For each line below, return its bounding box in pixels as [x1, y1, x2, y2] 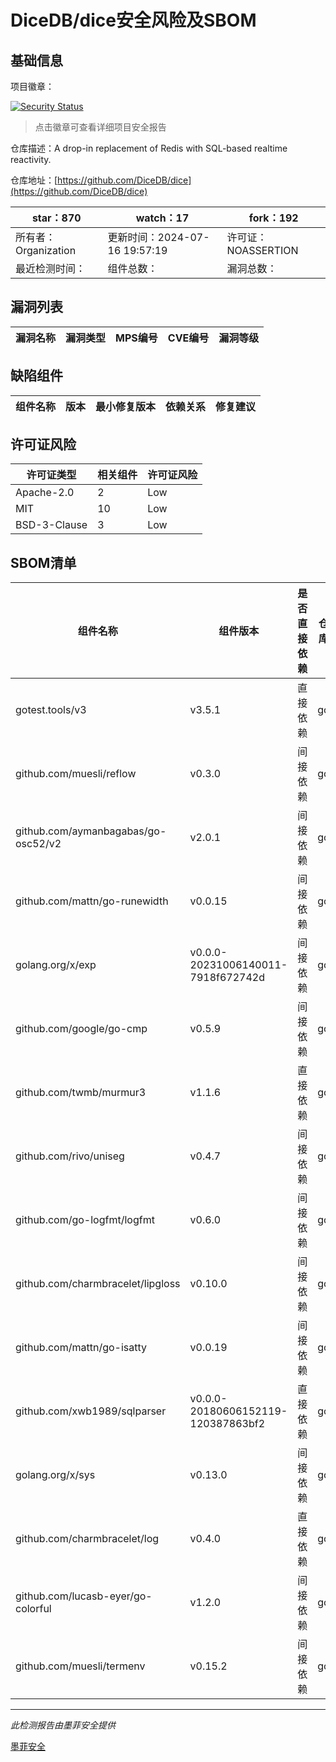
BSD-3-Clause [15, 518, 88, 532]
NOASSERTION [226, 244, 299, 257]
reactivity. [10, 154, 52, 165]
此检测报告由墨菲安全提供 [10, 1719, 116, 1731]
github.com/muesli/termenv [15, 1659, 146, 1673]
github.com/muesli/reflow [15, 767, 137, 781]
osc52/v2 [15, 837, 62, 851]
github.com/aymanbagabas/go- [15, 824, 167, 838]
